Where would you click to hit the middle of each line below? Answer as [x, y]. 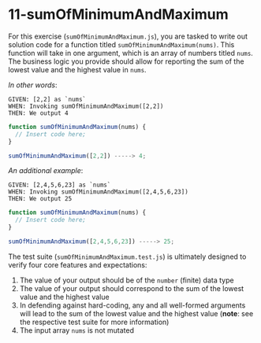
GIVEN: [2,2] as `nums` [47, 99]
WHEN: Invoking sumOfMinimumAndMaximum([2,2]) [86, 106]
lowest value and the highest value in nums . [78, 69]
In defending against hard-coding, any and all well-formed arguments [132, 305]
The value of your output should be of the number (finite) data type [127, 280]
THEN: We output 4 [38, 113]
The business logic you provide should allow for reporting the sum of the [126, 61]
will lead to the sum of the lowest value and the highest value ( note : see [136, 313]
